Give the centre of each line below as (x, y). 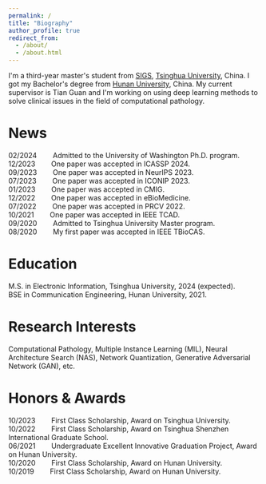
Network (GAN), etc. (42, 366)
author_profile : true (44, 30)
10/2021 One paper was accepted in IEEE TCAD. (94, 214)
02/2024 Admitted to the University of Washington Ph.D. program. (124, 155)
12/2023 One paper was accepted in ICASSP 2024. (99, 164)
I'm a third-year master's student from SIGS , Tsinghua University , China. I (129, 75)
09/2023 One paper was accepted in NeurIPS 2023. (101, 172)
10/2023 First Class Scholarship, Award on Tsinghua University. (120, 420)
